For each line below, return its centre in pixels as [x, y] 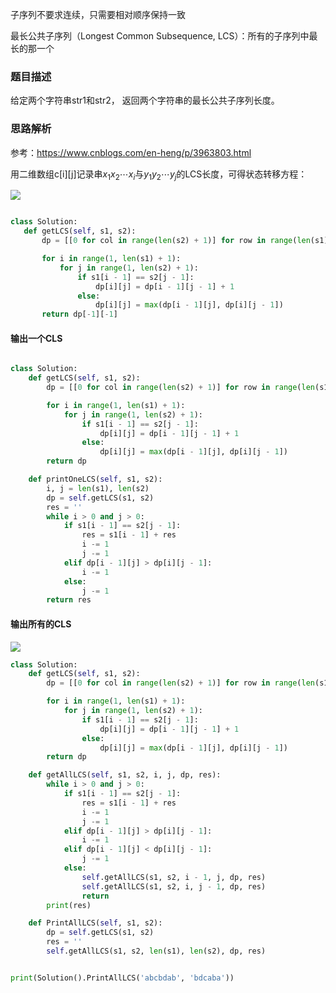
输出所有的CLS [41, 624]
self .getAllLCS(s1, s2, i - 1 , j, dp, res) [174, 877]
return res [69, 600]
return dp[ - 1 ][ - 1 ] [79, 314]
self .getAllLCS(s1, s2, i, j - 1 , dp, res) [174, 886]
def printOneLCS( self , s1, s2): [95, 479]
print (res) [69, 905]
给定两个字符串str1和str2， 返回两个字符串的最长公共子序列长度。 [145, 100]
